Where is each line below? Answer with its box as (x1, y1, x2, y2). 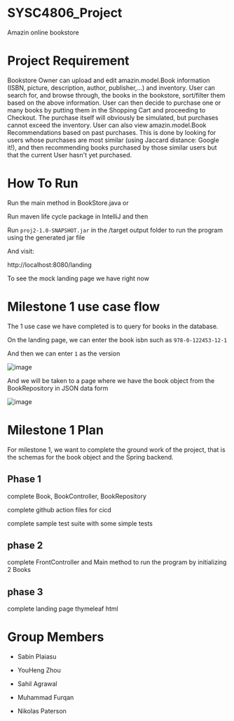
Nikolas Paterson (17, 707, 67, 715)
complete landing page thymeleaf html (7, 604, 118, 613)
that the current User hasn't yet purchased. (7, 150, 132, 159)
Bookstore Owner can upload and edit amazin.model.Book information (7, 76, 210, 84)
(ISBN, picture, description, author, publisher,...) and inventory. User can (7, 83, 216, 92)
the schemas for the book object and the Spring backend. (7, 453, 174, 461)
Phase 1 (7, 473, 42, 486)
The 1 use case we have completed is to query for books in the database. (7, 322, 219, 330)
